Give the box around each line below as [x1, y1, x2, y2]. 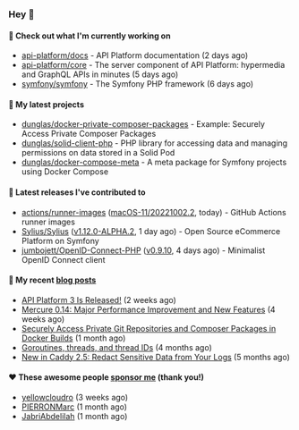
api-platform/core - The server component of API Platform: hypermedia [21, 60, 286, 71]
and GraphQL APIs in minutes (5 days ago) [21, 69, 179, 80]
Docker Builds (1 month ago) [21, 333, 126, 343]
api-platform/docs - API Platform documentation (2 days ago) [21, 50, 249, 61]
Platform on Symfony [21, 235, 99, 246]
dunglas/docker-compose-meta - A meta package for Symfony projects [21, 156, 287, 168]
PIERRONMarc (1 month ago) [21, 401, 127, 412]
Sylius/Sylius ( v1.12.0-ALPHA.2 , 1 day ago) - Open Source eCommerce [21, 225, 281, 236]
